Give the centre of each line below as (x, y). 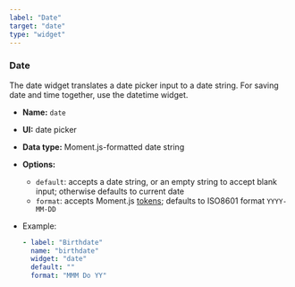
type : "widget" (38, 34)
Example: (39, 226)
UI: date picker (50, 129)
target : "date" (38, 26)
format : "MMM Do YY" (69, 276)
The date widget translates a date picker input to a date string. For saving (144, 85)
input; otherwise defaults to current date (110, 191)
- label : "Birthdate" (63, 242)
